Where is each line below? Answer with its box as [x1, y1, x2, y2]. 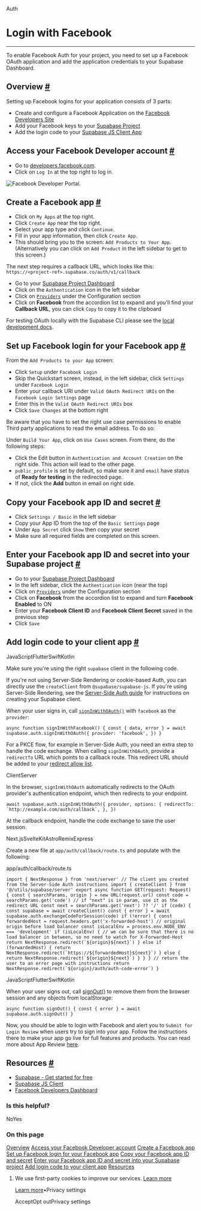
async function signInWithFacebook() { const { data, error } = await [6, 725, 186, 731]
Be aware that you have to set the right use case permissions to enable [6, 418, 181, 426]
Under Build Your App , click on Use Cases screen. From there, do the [6, 436, 175, 444]
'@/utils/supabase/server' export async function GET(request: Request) [6, 887, 191, 893]
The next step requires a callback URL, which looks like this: [6, 263, 154, 270]
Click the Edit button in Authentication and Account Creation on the [14, 455, 184, 462]
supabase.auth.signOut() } [6, 1011, 74, 1017]
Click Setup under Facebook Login [14, 369, 98, 376]
